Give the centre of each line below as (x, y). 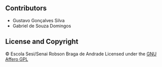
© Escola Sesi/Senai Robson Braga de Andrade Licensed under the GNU (81, 54)
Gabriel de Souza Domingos (42, 26)
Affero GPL (17, 59)
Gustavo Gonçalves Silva (38, 20)
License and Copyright (42, 42)
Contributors (26, 8)
